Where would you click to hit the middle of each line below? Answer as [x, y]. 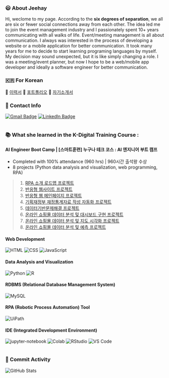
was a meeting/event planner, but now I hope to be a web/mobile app [77, 62]
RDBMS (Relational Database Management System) [60, 285]
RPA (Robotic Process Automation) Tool [47, 307]
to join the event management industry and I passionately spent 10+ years [82, 30]
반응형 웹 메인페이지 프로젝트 [53, 196]
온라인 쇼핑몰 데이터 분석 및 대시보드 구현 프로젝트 [74, 214]
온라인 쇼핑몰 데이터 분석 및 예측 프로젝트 [66, 227]
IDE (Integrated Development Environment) [51, 330]
